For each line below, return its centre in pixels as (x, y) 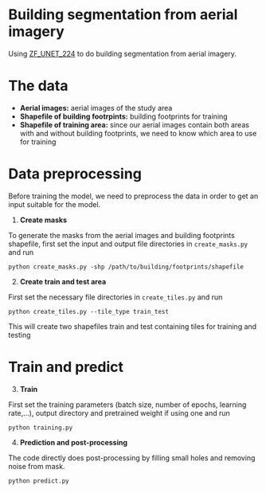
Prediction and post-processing (74, 442)
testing (20, 335)
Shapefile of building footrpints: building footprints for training (124, 116)
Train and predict (66, 367)
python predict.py (39, 481)
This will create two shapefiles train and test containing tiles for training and (133, 326)
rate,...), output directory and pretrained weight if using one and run (119, 413)
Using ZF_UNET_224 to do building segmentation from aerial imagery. (123, 53)
